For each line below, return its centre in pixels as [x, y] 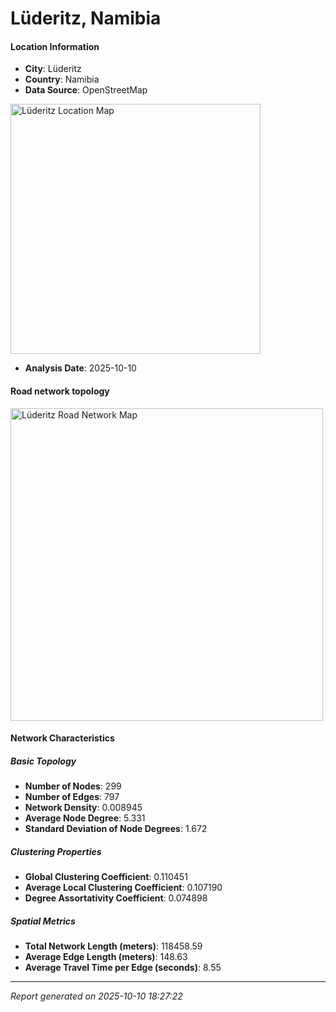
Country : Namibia [62, 79]
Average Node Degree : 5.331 [85, 818]
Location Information [55, 46]
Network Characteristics [62, 738]
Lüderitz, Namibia [86, 18]
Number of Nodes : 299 [73, 786]
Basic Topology [43, 761]
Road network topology [60, 391]
